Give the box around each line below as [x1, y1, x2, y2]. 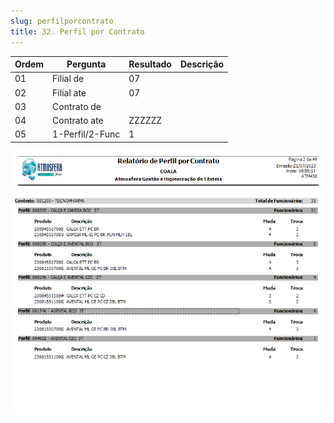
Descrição [179, 58, 225, 70]
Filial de [52, 73, 85, 85]
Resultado [128, 58, 172, 70]
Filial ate [52, 86, 87, 99]
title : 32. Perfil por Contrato [10, 26, 145, 37]
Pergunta [66, 58, 107, 70]
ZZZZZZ [128, 115, 163, 126]
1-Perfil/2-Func [52, 128, 121, 140]
